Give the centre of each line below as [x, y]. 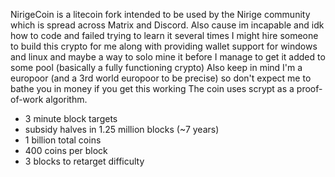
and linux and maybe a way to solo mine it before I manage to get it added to [168, 57]
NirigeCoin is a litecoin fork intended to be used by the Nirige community [160, 14]
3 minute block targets [71, 118]
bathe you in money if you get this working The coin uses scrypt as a [152, 88]
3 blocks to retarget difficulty [84, 161]
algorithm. [66, 99]
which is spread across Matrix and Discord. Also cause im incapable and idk [167, 25]
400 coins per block [66, 150]
